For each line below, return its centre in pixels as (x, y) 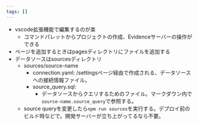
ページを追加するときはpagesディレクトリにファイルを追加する (92, 52)
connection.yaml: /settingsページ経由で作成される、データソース (112, 72)
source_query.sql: (54, 86)
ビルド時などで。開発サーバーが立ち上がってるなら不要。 (94, 116)
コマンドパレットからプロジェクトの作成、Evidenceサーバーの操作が (108, 37)
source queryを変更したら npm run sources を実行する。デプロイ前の (107, 108)
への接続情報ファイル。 (61, 80)
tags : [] (17, 12)
